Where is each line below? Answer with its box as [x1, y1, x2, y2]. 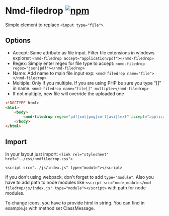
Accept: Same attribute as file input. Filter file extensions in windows [12, 49, 155, 55]
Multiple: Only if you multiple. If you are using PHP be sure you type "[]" [12, 80, 162, 86]
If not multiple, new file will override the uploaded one [12, 91, 124, 97]
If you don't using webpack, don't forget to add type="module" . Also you [5, 174, 154, 180]
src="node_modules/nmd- [103, 180, 153, 185]
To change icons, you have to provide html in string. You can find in [5, 199, 145, 206]
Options [5, 36, 31, 45]
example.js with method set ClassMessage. [5, 205, 95, 211]
